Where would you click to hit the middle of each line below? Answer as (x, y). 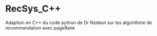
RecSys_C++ (33, 9)
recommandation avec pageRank (40, 27)
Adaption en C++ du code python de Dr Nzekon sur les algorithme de (79, 22)
